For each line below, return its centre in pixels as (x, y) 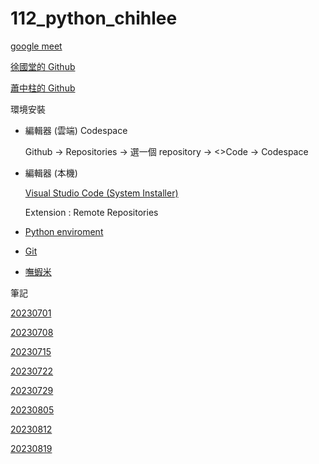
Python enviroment (64, 231)
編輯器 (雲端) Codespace (76, 130)
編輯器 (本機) (51, 173)
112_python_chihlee (94, 18)
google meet (36, 46)
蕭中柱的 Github (43, 88)
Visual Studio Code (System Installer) (101, 193)
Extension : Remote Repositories (91, 212)
